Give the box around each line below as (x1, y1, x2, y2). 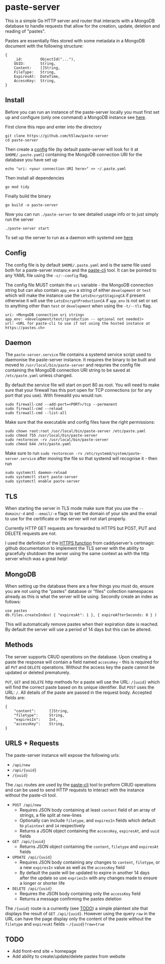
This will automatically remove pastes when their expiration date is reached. (5, 622, 159, 627)
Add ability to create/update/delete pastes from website (12, 954, 126, 960)
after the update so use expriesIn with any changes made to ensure (19, 875, 158, 881)
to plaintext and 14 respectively (19, 822, 85, 828)
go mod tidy (5, 184, 29, 189)
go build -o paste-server (5, 202, 58, 208)
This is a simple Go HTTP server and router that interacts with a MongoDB (5, 18, 155, 24)
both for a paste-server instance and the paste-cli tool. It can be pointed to (5, 267, 157, 273)
